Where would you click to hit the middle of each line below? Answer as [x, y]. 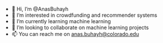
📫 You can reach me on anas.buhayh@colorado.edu [75, 34]
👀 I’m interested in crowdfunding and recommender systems [84, 15]
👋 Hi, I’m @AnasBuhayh [40, 9]
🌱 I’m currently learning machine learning [61, 21]
